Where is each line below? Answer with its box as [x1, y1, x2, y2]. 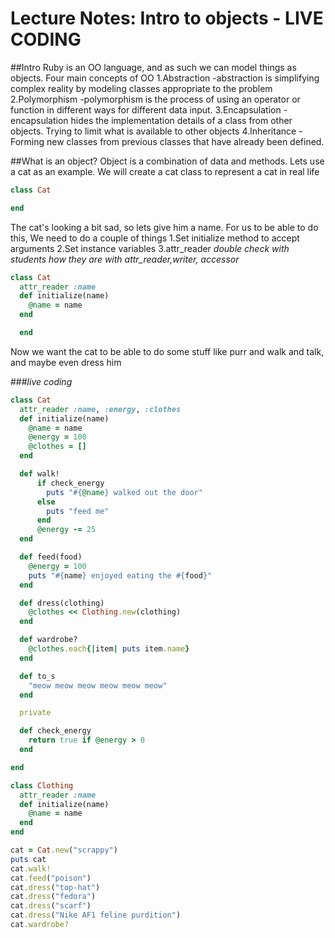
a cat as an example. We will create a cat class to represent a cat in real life [10, 165, 320, 177]
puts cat [10, 854, 47, 864]
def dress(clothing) [19, 598, 105, 608]
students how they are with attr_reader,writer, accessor [10, 253, 240, 265]
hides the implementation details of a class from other [70, 114, 293, 126]
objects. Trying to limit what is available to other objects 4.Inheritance [10, 125, 297, 137]
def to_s [19, 671, 56, 681]
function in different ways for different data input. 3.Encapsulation [10, 103, 282, 116]
